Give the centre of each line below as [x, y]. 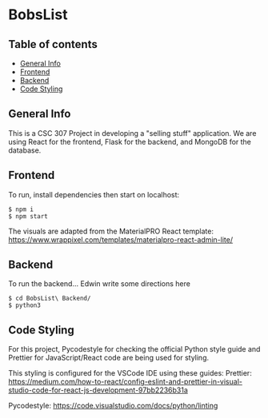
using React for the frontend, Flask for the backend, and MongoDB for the [130, 141]
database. [25, 150]
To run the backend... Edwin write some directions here [99, 284]
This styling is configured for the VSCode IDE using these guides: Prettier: [130, 373]
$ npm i [21, 209]
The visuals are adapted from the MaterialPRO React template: [111, 231]
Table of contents [53, 44]
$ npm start [28, 216]
